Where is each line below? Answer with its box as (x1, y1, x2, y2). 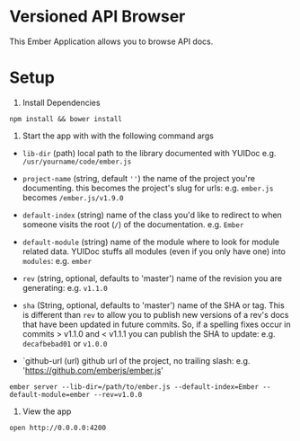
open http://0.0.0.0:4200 (9, 423, 106, 432)
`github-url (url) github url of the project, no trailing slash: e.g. (22, 355, 251, 366)
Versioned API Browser (9, 6, 186, 27)
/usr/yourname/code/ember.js (22, 157, 132, 166)
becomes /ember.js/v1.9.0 (22, 191, 124, 203)
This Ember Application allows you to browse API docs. (9, 36, 214, 47)
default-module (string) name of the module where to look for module (22, 236, 280, 247)
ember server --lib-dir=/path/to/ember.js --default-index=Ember (9, 382, 259, 392)
